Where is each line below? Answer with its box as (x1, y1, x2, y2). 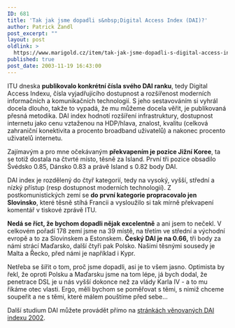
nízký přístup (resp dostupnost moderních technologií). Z (7, 183, 171, 191)
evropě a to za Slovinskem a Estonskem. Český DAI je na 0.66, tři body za (7, 234, 222, 242)
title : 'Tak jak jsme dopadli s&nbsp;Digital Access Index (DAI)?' (7, 17, 208, 24)
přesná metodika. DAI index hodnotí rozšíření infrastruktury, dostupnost (7, 111, 213, 120)
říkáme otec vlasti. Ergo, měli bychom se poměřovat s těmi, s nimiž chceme (7, 285, 225, 293)
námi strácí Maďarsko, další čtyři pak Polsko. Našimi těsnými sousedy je (7, 241, 215, 250)
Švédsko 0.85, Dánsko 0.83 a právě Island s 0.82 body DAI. (7, 162, 178, 170)
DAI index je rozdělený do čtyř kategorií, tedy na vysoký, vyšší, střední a (7, 176, 215, 184)
